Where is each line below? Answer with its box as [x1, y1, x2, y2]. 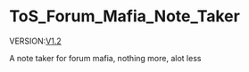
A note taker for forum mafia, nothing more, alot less [9, 52, 202, 63]
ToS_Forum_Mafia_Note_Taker [9, 6, 241, 27]
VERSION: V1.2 [9, 36, 62, 46]
